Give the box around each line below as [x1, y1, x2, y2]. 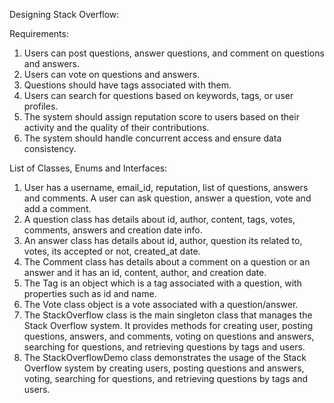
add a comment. [23, 203, 92, 214]
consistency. [23, 143, 77, 154]
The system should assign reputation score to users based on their [23, 111, 300, 123]
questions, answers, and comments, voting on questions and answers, [23, 330, 315, 342]
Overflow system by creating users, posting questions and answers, [23, 362, 305, 374]
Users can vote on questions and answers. [23, 69, 201, 80]
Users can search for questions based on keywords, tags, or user [23, 90, 294, 101]
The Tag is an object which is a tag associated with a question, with [23, 277, 302, 289]
